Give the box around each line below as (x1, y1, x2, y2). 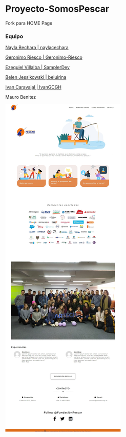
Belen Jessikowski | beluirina (5, 74, 67, 80)
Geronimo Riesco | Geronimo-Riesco (5, 54, 83, 60)
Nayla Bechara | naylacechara (5, 45, 69, 51)
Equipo (5, 33, 24, 40)
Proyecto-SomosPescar (5, 3, 109, 15)
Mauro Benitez (5, 94, 36, 100)
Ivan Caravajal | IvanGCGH (5, 84, 61, 90)
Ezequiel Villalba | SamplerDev (5, 64, 70, 71)
